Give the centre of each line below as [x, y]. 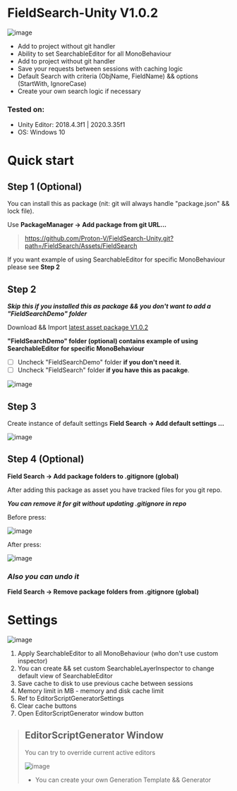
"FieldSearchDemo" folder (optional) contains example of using [103, 341]
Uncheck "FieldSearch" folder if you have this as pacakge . [103, 370]
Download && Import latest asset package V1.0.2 [78, 327]
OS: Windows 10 [41, 133]
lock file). [21, 211]
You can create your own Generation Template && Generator [123, 780]
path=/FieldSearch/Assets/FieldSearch [81, 246]
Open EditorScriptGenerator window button [80, 713]
